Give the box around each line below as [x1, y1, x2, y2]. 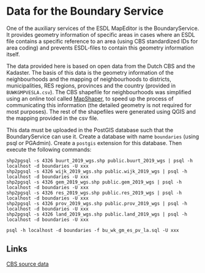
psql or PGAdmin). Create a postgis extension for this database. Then [6, 139, 182, 146]
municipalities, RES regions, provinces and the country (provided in [6, 81, 176, 89]
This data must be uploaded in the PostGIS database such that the [6, 126, 173, 133]
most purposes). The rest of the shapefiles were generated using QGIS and [6, 108, 196, 115]
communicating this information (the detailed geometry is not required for [6, 101, 192, 108]
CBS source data [6, 260, 49, 267]
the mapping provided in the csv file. [6, 114, 99, 122]
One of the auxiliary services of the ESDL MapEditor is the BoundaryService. [6, 24, 199, 32]
